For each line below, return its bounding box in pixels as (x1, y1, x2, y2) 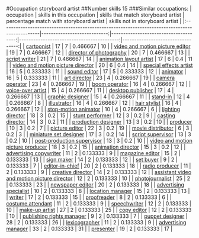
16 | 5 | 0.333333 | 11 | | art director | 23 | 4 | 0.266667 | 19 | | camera (6, 74, 175, 81)
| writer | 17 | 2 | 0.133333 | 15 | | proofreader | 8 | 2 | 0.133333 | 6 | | (6, 194, 172, 201)
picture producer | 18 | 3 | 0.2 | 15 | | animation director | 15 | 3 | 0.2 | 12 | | (6, 143, 186, 150)
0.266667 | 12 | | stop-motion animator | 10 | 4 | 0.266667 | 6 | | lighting (6, 106, 181, 112)
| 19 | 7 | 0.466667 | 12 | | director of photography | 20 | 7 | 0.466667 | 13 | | (6, 49, 191, 56)
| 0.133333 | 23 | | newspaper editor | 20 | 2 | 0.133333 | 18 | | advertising (6, 181, 185, 188)
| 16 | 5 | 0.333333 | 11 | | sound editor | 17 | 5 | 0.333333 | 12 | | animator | (6, 68, 187, 75)
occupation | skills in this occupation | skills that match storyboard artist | (6, 11, 185, 18)
